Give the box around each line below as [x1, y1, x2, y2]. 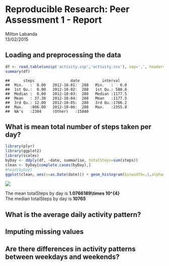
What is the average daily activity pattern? [5, 210, 141, 219]
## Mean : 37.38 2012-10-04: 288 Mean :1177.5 [5, 96, 127, 101]
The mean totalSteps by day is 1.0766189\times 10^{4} [5, 190, 120, 196]
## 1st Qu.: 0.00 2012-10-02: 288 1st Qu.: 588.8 [5, 87, 127, 92]
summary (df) [5, 69, 30, 74]
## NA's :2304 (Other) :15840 [5, 109, 89, 114]
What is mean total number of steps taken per [5, 122, 152, 131]
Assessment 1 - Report [5, 14, 102, 26]
